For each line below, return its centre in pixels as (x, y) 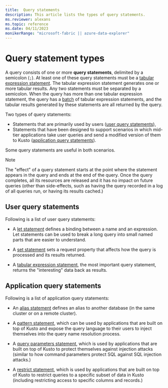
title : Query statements (32, 10)
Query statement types (55, 58)
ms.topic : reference (27, 24)
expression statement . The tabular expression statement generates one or (82, 83)
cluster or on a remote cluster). (45, 313)
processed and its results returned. (49, 255)
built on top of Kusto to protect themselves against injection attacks (82, 349)
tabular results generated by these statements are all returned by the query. (84, 105)
